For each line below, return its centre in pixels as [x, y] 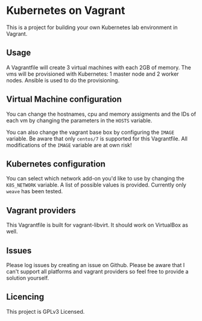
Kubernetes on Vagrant [66, 11]
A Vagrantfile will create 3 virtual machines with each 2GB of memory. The [99, 67]
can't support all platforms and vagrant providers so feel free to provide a [97, 271]
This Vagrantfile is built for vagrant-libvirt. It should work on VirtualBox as [97, 225]
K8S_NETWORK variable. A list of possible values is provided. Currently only [96, 185]
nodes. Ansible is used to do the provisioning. [63, 80]
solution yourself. [28, 278]
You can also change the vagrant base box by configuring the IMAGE [90, 132]
